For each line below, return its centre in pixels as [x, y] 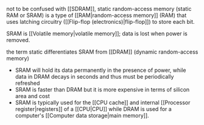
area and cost [32, 96]
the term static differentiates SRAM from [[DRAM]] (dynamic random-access [102, 52]
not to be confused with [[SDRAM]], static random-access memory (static [99, 9]
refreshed [27, 83]
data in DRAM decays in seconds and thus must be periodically [94, 77]
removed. [18, 40]
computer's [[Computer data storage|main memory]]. [82, 116]
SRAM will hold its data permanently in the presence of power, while [101, 70]
